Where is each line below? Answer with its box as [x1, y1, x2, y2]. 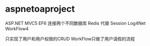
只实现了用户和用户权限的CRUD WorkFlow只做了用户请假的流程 [5, 36, 135, 42]
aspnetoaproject [5, 3, 75, 15]
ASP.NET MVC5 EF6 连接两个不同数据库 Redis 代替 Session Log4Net [5, 20, 146, 26]
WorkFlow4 [5, 25, 29, 31]
